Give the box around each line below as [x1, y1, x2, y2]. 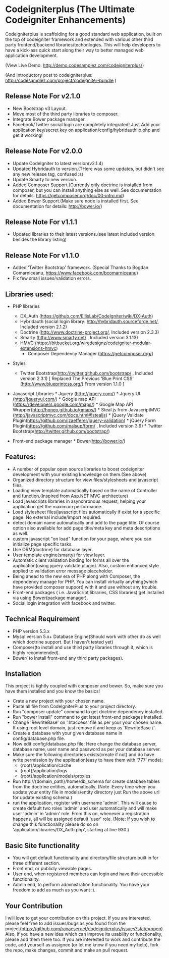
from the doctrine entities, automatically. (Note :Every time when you [12, 784, 156, 790]
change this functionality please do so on [12, 821, 99, 827]
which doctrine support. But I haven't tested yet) [12, 638, 114, 645]
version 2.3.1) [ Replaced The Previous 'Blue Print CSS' [20, 376, 134, 382]
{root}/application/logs [20, 768, 68, 774]
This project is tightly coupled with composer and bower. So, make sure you [5, 683, 163, 689]
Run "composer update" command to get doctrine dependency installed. [12, 709, 164, 715]
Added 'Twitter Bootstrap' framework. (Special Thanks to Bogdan [12, 264, 149, 271]
